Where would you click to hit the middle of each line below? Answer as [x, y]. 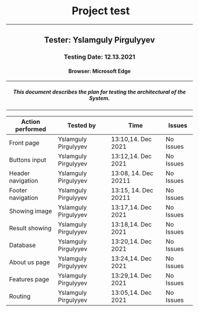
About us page [30, 262]
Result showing [31, 228]
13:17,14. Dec [131, 208]
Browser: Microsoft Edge [99, 71]
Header [20, 173]
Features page [29, 279]
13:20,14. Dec [131, 241]
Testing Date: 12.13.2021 [99, 57]
